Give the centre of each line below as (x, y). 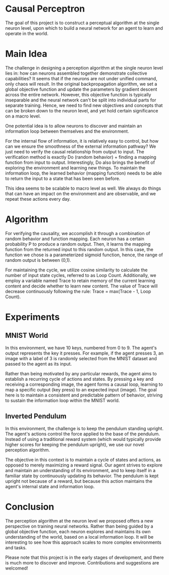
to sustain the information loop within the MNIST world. (63, 400)
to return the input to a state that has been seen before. (63, 178)
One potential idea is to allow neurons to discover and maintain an (74, 126)
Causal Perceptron (45, 9)
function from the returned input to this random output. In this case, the (79, 249)
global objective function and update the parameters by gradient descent (81, 89)
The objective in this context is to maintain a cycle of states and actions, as (83, 459)
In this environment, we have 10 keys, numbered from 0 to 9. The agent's (81, 348)
